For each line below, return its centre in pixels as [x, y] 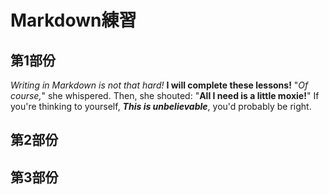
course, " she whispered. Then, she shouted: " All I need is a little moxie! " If [165, 95]
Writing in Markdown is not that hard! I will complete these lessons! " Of [159, 85]
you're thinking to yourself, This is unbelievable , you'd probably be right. [161, 106]
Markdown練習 [73, 20]
